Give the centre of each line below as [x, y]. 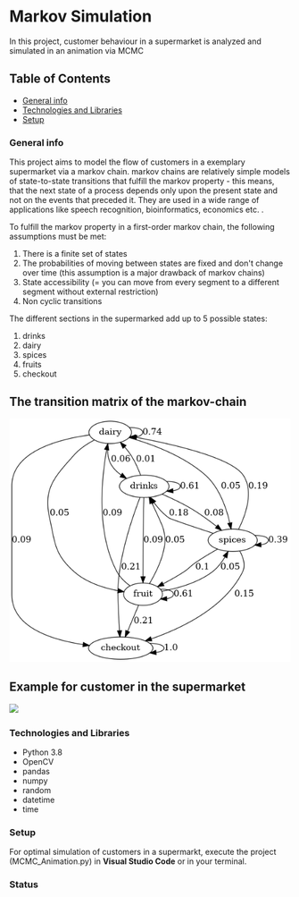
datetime [38, 800]
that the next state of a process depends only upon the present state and [144, 190]
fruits [32, 365]
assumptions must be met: [58, 237]
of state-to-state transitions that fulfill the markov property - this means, [142, 182]
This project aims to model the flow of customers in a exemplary [127, 162]
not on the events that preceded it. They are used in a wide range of [134, 200]
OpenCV [38, 761]
